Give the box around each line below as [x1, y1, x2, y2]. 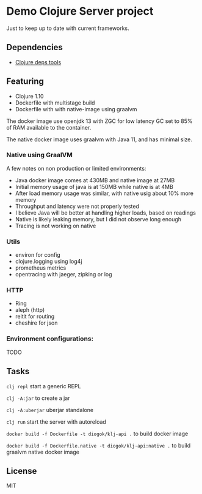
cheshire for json [15, 319, 58, 326]
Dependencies [6, 42, 63, 53]
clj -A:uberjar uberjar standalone [6, 406, 93, 413]
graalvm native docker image [6, 448, 79, 455]
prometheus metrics [15, 264, 67, 271]
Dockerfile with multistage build [15, 99, 95, 106]
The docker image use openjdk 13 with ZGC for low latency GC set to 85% [6, 117, 193, 125]
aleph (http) [15, 306, 45, 314]
